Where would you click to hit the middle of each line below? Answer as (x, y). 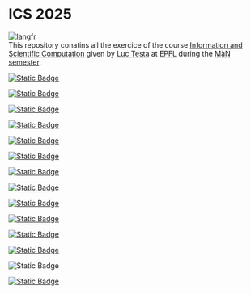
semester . (25, 62)
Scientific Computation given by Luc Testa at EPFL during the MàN (119, 53)
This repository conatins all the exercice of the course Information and (125, 44)
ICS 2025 (40, 14)
